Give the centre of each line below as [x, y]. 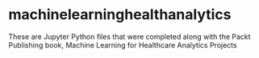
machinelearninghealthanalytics [120, 15]
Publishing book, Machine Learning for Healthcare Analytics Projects [123, 44]
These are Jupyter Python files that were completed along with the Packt [130, 37]
